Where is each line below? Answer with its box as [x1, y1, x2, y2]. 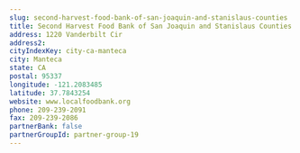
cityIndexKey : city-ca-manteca [9, 47, 127, 56]
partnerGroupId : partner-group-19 [9, 130, 140, 139]
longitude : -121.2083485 [9, 80, 103, 89]
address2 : [9, 38, 47, 48]
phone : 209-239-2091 [9, 105, 87, 114]
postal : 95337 [9, 72, 63, 81]
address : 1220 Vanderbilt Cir [9, 30, 123, 39]
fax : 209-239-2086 [9, 113, 78, 122]
